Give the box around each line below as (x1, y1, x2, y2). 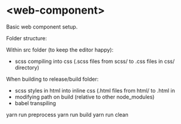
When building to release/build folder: (6, 75, 99, 82)
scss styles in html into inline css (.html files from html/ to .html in (14, 87, 176, 94)
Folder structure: (6, 34, 48, 42)
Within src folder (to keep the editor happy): (6, 46, 114, 53)
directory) (14, 63, 40, 71)
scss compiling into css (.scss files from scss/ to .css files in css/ (14, 58, 175, 65)
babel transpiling (14, 99, 57, 107)
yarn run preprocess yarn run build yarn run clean (6, 111, 129, 118)
